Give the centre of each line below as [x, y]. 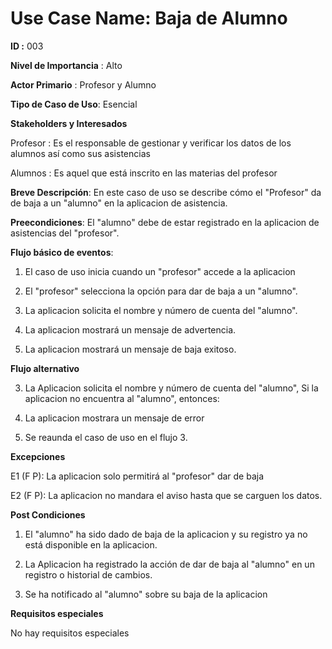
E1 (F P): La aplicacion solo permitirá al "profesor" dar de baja [137, 476]
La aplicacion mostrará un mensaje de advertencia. [130, 329]
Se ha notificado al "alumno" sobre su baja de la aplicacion [146, 594]
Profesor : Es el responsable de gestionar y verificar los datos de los [151, 143]
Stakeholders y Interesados [69, 123]
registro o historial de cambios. [88, 574]
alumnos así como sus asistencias [80, 153]
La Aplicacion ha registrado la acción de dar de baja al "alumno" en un [169, 564]
